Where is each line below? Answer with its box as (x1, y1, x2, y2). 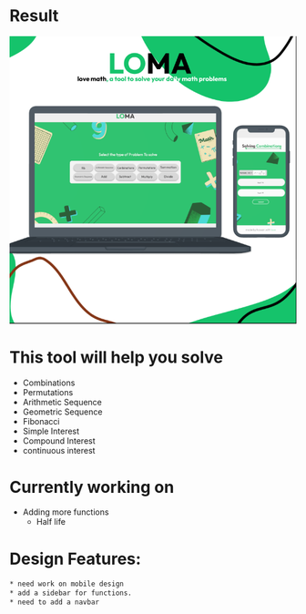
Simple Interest (22, 425, 80, 436)
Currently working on (9, 476, 175, 497)
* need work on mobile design (9, 579, 125, 588)
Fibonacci (22, 415, 60, 426)
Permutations (22, 386, 74, 397)
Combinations (22, 377, 76, 388)
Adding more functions (22, 507, 109, 517)
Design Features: (9, 548, 141, 569)
